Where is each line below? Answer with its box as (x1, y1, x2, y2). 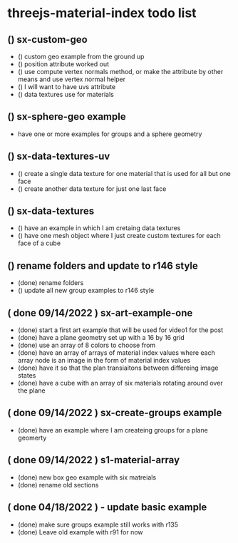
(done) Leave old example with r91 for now (17, 527, 144, 536)
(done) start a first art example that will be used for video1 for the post (17, 326, 224, 334)
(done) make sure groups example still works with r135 (17, 520, 179, 529)
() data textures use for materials (17, 90, 114, 98)
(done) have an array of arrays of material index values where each (17, 348, 215, 357)
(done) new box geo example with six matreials (17, 472, 157, 482)
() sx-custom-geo (7, 33, 88, 46)
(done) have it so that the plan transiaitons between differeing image (17, 363, 219, 372)
